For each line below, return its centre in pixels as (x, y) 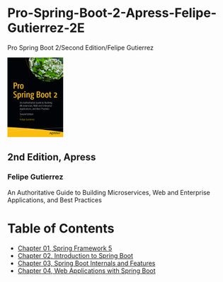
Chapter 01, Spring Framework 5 (65, 248)
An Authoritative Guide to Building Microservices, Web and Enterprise (109, 192)
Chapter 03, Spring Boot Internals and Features (86, 263)
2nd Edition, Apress (52, 157)
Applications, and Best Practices (55, 200)
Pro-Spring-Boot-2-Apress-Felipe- (112, 13)
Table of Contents (61, 228)
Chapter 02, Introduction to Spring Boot (75, 255)
